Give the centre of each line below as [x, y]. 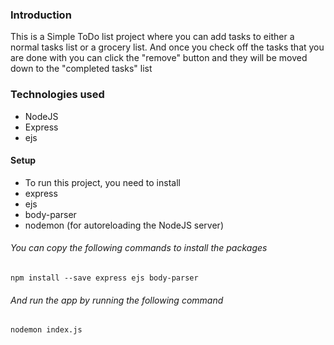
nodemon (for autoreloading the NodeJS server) [124, 225]
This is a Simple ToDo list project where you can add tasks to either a [152, 37]
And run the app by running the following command [117, 300]
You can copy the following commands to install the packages [139, 248]
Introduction [41, 15]
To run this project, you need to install [102, 182]
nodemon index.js [46, 330]
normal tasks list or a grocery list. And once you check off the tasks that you [167, 47]
